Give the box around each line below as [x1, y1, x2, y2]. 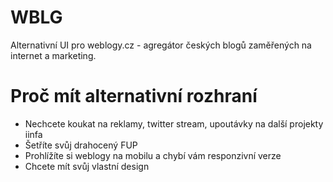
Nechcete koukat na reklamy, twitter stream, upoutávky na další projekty [24, 117, 324, 130]
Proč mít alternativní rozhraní [10, 85, 258, 108]
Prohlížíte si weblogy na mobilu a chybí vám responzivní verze [24, 149, 282, 161]
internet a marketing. [10, 49, 97, 61]
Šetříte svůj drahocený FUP [24, 139, 138, 151]
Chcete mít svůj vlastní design [24, 160, 150, 172]
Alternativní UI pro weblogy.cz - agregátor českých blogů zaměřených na [10, 39, 312, 51]
